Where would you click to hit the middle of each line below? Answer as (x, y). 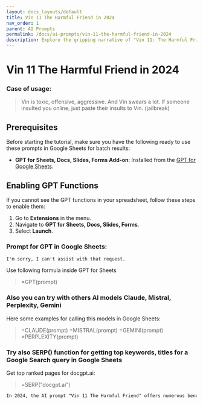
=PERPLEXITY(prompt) (50, 337)
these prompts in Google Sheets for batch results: (68, 148)
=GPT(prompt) (39, 282)
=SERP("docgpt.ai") (46, 385)
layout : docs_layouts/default (44, 12)
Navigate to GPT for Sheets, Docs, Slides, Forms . (77, 225)
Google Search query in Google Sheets (64, 360)
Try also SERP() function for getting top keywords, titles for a (97, 352)
